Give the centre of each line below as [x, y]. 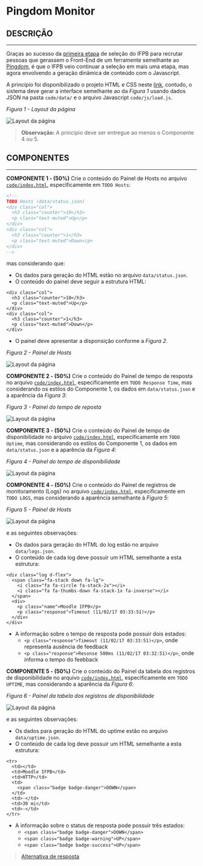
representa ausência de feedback [66, 647]
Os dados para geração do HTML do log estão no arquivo [87, 545]
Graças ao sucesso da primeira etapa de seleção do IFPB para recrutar [95, 54]
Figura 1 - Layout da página [41, 109]
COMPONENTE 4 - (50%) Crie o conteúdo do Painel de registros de [91, 485]
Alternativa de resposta [50, 856]
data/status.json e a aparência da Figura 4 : [61, 450]
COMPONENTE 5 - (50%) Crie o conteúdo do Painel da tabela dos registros [101, 671]
